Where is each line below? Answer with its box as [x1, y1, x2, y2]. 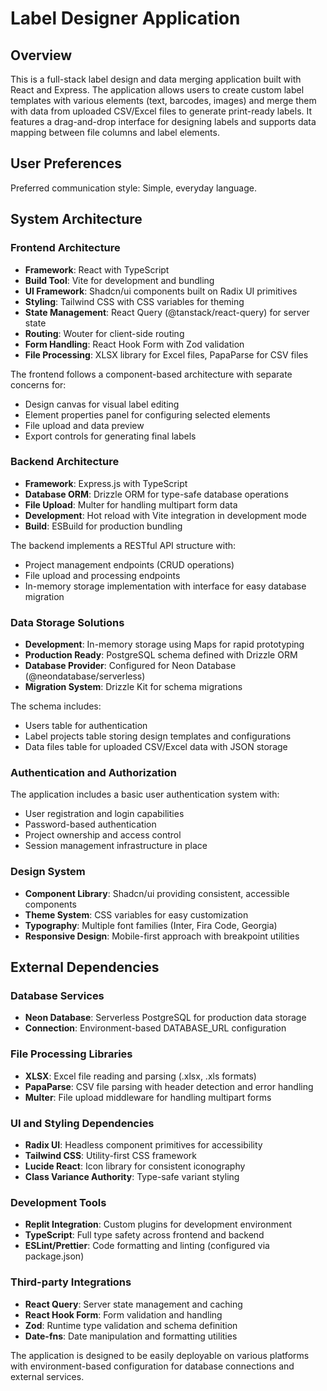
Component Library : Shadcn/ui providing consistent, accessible [24, 887, 290, 899]
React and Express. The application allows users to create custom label [10, 84, 305, 96]
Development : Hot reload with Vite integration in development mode [24, 509, 307, 521]
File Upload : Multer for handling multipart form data [24, 498, 238, 511]
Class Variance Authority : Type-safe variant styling [24, 1170, 240, 1182]
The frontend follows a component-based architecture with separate [10, 368, 293, 380]
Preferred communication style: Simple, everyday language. [10, 182, 257, 194]
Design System [10, 865, 86, 879]
